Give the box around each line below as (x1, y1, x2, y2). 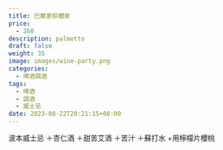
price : (8, 19, 31, 28)
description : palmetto (8, 34, 85, 43)
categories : (8, 65, 49, 73)
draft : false (8, 42, 53, 50)
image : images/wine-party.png (8, 58, 111, 66)
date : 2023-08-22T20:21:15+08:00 (8, 110, 122, 118)
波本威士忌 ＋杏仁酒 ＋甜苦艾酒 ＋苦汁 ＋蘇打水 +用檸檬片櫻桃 (8, 133, 215, 143)
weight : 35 (8, 49, 45, 58)
